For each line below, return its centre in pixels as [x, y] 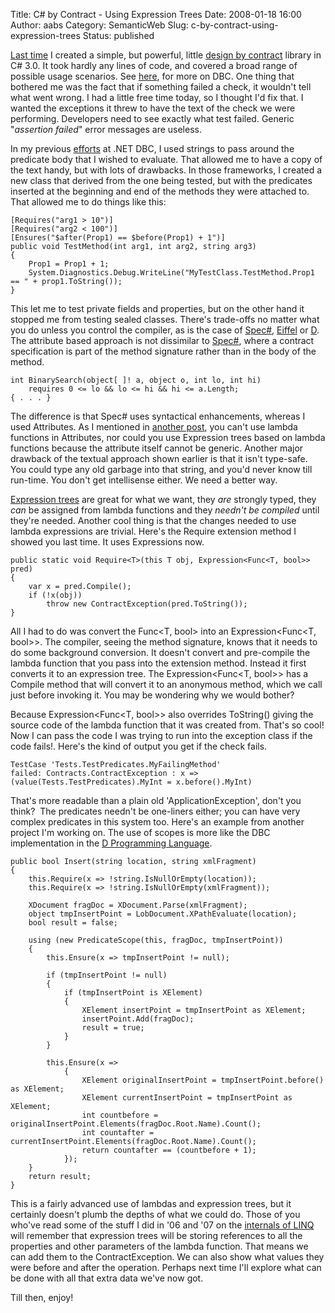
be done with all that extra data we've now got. [107, 1278]
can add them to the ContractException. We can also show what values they [167, 1257]
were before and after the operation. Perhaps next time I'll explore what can [166, 1267]
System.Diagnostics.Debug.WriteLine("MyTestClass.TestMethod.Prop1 [171, 273]
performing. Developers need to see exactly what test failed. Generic [152, 118]
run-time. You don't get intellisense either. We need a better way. [144, 480]
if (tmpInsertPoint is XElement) [133, 993]
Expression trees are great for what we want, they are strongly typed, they [163, 499]
